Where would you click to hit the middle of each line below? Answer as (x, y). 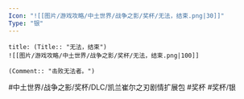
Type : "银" (26, 23)
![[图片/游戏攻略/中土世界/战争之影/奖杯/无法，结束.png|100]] (104, 56)
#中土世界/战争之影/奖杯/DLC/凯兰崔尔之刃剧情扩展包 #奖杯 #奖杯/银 (122, 87)
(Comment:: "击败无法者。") (52, 71)
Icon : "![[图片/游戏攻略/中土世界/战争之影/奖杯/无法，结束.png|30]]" (116, 16)
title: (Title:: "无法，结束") (58, 47)
